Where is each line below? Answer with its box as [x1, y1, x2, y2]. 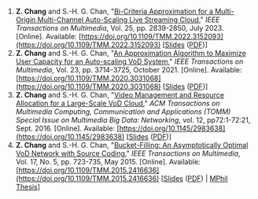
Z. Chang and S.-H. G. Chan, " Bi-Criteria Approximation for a [15, 7, 214, 16]
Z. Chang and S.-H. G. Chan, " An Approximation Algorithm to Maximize [15, 49, 246, 57]
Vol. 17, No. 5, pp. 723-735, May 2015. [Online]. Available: [15, 157, 201, 166]
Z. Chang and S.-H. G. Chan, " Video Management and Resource [15, 90, 224, 99]
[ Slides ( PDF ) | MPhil [160, 174, 228, 183]
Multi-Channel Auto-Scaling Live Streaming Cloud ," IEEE [37, 15, 220, 24]
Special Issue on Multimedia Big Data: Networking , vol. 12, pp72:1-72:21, [15, 116, 251, 124]
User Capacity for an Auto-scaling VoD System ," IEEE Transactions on [15, 57, 244, 66]
